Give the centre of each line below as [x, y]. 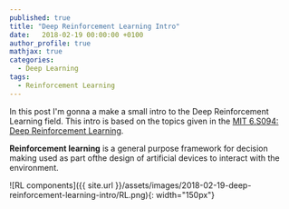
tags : [19, 77]
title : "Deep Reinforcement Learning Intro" [95, 26]
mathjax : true [36, 52]
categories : [32, 60]
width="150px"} [185, 194]
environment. [34, 167]
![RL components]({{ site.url [61, 185]
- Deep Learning [48, 69]
